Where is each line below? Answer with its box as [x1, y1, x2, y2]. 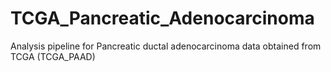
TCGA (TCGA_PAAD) [10, 50, 96, 62]
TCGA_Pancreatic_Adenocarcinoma [10, 7, 315, 30]
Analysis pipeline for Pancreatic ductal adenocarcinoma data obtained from [10, 40, 322, 52]
